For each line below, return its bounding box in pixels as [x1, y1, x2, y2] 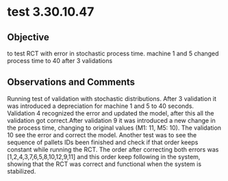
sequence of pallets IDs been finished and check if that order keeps [7, 138, 199, 146]
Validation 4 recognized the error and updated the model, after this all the [7, 109, 214, 117]
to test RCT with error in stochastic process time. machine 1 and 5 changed [7, 49, 219, 57]
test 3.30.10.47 [7, 4, 94, 20]
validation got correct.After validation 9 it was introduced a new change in [7, 116, 216, 124]
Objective [7, 31, 50, 43]
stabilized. [7, 167, 36, 175]
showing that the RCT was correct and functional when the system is [7, 160, 202, 168]
